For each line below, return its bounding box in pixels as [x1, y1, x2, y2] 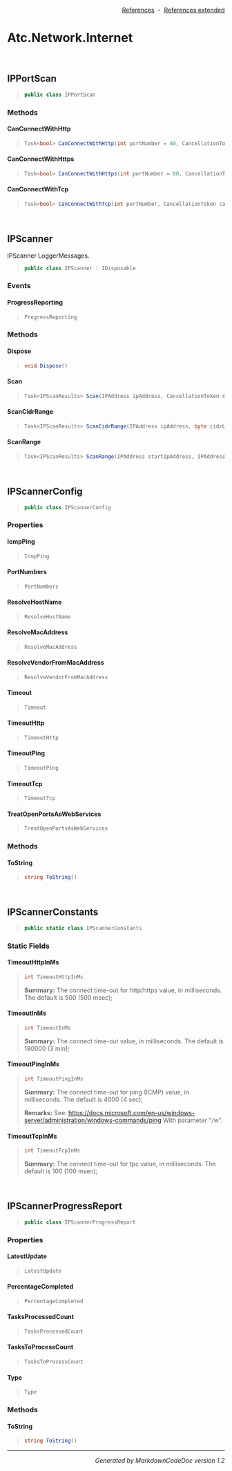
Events [7, 281, 31, 291]
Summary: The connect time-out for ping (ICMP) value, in [23, 1088, 190, 1096]
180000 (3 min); [23, 1044, 70, 1052]
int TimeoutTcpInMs [23, 1147, 81, 1155]
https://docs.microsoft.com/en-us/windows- [68, 1108, 195, 1117]
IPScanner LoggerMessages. [7, 252, 90, 260]
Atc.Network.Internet [7, 30, 133, 46]
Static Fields [7, 941, 50, 951]
